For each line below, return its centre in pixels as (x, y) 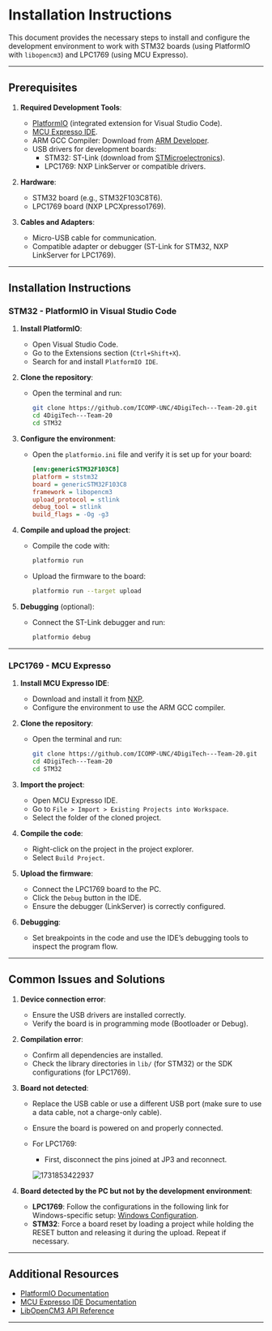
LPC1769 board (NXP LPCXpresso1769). (99, 206)
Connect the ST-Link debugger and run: (99, 622)
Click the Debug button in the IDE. (87, 898)
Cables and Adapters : (57, 222)
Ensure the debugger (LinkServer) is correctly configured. (129, 906)
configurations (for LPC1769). (81, 1072)
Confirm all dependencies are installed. (98, 1055)
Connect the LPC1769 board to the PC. (97, 889)
